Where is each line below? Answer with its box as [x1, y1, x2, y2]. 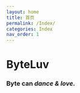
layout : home [6, 9, 39, 15]
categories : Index [6, 26, 53, 32]
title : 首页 [6, 15, 35, 21]
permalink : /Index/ [6, 20, 56, 26]
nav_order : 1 [6, 32, 39, 38]
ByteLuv [6, 58, 50, 72]
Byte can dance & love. [6, 80, 76, 88]
